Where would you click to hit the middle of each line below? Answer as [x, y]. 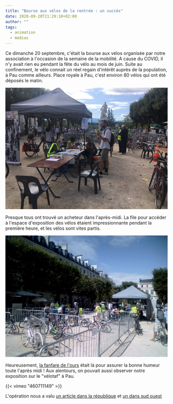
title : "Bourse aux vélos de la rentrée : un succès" [64, 11]
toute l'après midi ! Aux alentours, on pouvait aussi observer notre [75, 371]
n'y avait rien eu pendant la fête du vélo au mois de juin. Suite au [74, 64]
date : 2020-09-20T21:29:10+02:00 [41, 16]
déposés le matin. [24, 80]
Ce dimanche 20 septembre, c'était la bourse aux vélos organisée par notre [85, 53]
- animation [23, 33]
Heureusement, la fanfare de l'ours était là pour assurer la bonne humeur [83, 365]
